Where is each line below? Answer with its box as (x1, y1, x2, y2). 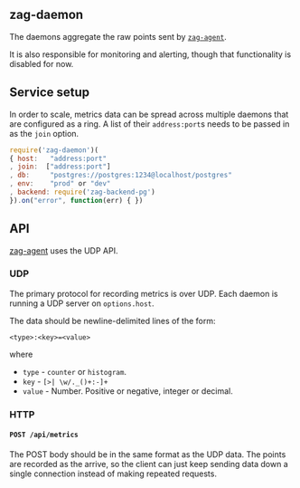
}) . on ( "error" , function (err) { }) (9, 196, 144, 205)
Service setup (9, 85, 90, 100)
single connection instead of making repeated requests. (9, 468, 217, 479)
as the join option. (9, 128, 80, 139)
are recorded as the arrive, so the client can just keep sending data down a (9, 458, 288, 469)
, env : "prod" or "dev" (9, 179, 111, 188)
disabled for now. (9, 58, 74, 69)
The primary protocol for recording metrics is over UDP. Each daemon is (9, 288, 278, 299)
